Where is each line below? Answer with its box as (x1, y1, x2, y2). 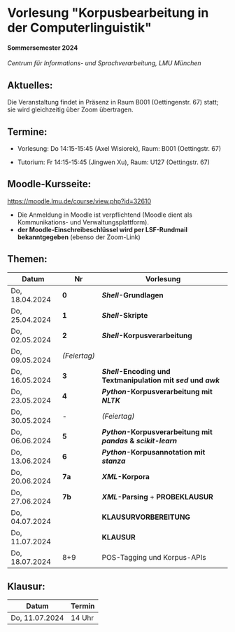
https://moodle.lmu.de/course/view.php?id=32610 (7, 196, 152, 205)
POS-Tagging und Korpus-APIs (101, 552, 206, 562)
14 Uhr (71, 613, 94, 623)
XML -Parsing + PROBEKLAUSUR (101, 492, 213, 502)
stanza (101, 456, 126, 466)
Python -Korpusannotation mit (101, 447, 206, 457)
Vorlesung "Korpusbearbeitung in (7, 5, 209, 21)
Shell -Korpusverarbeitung (101, 330, 192, 340)
